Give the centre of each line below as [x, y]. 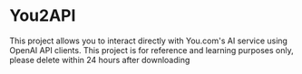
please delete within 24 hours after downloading [100, 60]
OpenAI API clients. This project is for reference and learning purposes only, [152, 50]
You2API [43, 16]
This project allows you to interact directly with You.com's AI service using [149, 41]
